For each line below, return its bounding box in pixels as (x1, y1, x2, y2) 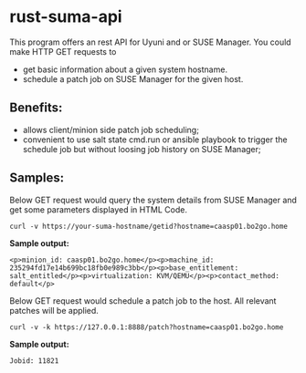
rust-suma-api (9, 6, 122, 27)
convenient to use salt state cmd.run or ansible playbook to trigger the (22, 134, 288, 145)
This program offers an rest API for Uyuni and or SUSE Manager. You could (9, 36, 291, 47)
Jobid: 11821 (9, 356, 59, 366)
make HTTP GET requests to (9, 46, 117, 57)
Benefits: (9, 100, 63, 116)
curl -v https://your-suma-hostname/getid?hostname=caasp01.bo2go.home (9, 222, 288, 231)
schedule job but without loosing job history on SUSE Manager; (22, 143, 261, 154)
